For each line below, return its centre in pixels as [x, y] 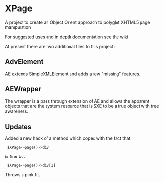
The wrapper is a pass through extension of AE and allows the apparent [77, 101]
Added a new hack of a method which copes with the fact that [68, 138]
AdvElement [24, 62]
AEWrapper [23, 89]
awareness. [17, 111]
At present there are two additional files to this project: [60, 46]
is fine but [15, 156]
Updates [18, 126]
